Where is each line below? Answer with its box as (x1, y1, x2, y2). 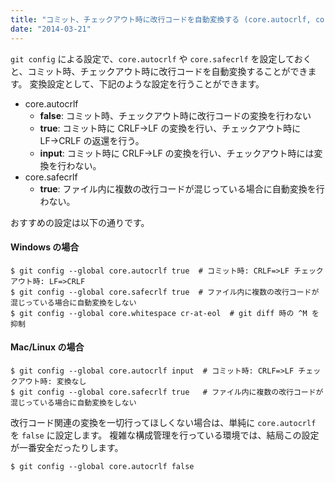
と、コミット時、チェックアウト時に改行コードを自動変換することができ (10, 65, 308, 77)
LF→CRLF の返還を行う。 (39, 134, 145, 146)
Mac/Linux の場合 (10, 341, 85, 353)
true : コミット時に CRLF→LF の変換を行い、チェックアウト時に (39, 122, 302, 134)
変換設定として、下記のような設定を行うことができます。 (29, 77, 265, 90)
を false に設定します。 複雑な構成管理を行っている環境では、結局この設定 (10, 429, 320, 441)
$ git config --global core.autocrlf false (10, 461, 195, 471)
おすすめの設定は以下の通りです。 (10, 216, 150, 228)
